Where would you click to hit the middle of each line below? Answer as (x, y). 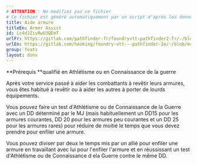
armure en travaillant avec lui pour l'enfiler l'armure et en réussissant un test (98, 149)
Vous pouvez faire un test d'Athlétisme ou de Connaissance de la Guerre (94, 107)
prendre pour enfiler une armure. (46, 132)
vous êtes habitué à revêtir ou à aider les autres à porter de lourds (86, 89)
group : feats (22, 50)
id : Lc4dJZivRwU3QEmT (33, 33)
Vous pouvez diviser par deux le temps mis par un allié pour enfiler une (92, 143)
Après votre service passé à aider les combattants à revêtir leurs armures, (96, 83)
